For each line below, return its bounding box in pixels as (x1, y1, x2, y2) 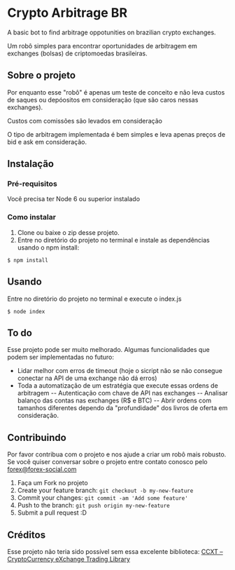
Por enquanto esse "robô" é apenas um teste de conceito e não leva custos (7, 88, 225, 96)
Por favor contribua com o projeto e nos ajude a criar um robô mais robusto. (7, 450, 227, 459)
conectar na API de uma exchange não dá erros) (17, 374, 157, 383)
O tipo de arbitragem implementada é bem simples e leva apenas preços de (7, 130, 226, 138)
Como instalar (7, 212, 56, 222)
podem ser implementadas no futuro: (7, 353, 114, 362)
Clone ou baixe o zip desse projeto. (17, 228, 120, 236)
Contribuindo (7, 431, 66, 443)
